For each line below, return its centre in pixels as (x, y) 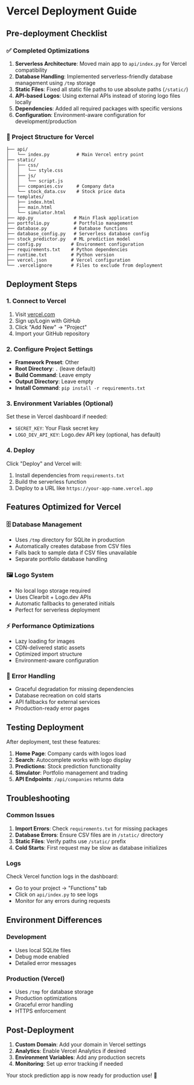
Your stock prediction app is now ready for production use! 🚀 (82, 1075)
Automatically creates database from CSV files (73, 546)
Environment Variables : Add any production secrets (80, 1057)
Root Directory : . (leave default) (55, 369)
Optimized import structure (48, 654)
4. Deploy (20, 451)
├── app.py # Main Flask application (72, 218)
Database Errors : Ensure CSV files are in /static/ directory (89, 835)
